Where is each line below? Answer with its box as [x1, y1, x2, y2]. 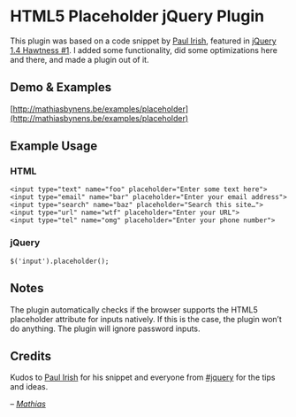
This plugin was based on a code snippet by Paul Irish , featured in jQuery [10, 35, 277, 46]
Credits [10, 348, 52, 364]
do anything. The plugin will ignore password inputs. [10, 323, 201, 334]
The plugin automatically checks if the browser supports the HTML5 [10, 304, 259, 315]
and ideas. [10, 382, 49, 392]
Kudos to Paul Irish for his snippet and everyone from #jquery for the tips [10, 372, 276, 382]
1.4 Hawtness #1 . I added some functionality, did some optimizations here [10, 44, 277, 55]
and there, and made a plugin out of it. [10, 54, 149, 65]
